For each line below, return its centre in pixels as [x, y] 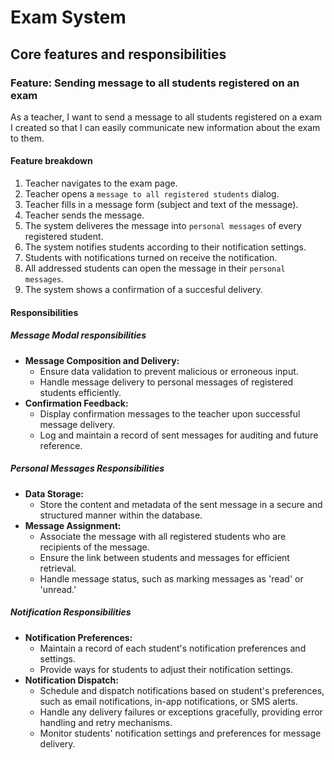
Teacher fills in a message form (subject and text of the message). [161, 205]
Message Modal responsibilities [78, 335]
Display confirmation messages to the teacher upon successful [170, 413]
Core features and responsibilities [118, 54]
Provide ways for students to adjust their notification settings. [166, 669]
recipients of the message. [94, 547]
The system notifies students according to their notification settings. [165, 247]
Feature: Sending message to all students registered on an [155, 83]
